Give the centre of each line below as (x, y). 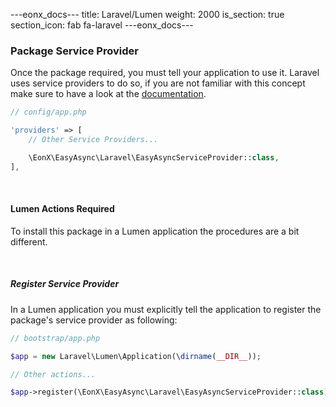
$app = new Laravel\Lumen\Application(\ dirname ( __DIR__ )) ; (136, 356)
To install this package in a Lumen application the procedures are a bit (155, 231)
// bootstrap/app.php (55, 338)
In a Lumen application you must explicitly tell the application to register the (166, 309)
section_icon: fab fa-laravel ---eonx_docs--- (102, 25)
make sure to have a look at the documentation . (108, 94)
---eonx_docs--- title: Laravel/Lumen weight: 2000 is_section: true (147, 14)
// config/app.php (48, 112)
